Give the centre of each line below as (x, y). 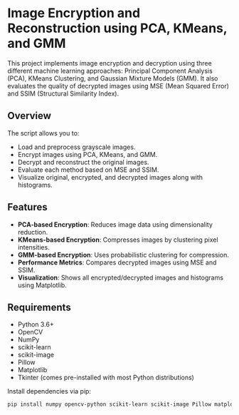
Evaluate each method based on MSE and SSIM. (88, 170)
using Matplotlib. (42, 285)
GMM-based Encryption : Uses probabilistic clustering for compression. (123, 255)
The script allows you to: (43, 133)
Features (27, 207)
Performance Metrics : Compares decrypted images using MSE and (117, 262)
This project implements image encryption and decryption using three (110, 63)
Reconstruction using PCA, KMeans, (117, 28)
